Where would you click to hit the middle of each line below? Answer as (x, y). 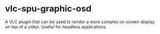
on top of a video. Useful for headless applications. (56, 26)
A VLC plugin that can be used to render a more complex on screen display (80, 22)
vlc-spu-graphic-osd (48, 9)
